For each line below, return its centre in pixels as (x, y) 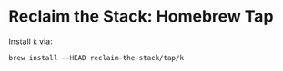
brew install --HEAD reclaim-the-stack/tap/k (96, 58)
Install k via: (30, 41)
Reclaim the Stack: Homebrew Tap (141, 17)
